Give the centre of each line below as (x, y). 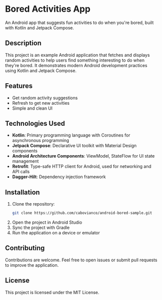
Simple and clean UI (32, 108)
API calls (21, 172)
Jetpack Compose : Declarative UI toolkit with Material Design (74, 146)
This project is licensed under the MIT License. (52, 292)
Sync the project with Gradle (41, 228)
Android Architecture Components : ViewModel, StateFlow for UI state (83, 156)
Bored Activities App (48, 9)
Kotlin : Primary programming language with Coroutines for (71, 135)
